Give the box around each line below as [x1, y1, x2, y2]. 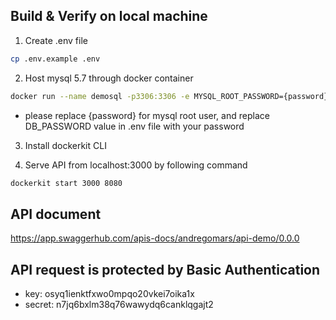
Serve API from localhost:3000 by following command [24, 159, 248, 171]
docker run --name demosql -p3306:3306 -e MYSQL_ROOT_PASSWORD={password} [10, 91, 329, 101]
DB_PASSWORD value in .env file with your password [24, 120, 245, 132]
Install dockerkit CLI [24, 139, 107, 151]
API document [10, 205, 102, 223]
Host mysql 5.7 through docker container [24, 72, 194, 84]
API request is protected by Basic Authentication [10, 261, 321, 278]
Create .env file [24, 34, 88, 46]
